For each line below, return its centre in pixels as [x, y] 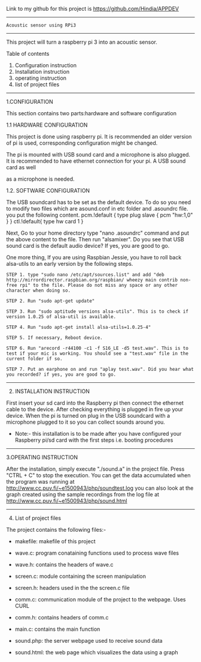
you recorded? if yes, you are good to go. [61, 375]
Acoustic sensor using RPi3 [41, 25]
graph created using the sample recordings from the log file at [83, 494]
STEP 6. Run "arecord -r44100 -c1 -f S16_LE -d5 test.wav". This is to [97, 348]
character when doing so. [38, 290]
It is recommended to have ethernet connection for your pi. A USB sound [96, 161]
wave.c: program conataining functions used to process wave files [97, 553]
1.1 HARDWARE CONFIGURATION [47, 125]
